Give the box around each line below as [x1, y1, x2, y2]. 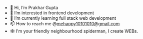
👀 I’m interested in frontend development [9, 10, 94, 16]
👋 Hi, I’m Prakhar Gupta [9, 5, 58, 10]
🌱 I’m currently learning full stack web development [9, 15, 116, 21]
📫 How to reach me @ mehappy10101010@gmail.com [9, 21, 120, 27]
